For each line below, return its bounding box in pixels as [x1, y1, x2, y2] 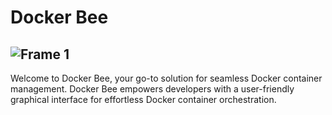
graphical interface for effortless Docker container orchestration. [10, 94, 277, 105]
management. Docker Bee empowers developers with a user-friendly [10, 83, 295, 95]
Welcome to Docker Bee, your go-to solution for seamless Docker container [10, 72, 323, 84]
